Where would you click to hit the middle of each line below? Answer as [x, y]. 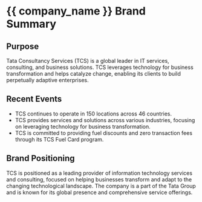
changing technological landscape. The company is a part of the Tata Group [101, 186]
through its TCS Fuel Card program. [59, 139]
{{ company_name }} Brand [76, 11]
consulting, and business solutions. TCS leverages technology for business [100, 67]
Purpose [23, 46]
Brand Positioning [41, 158]
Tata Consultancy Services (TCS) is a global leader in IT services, [88, 61]
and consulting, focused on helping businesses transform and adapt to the [99, 179]
